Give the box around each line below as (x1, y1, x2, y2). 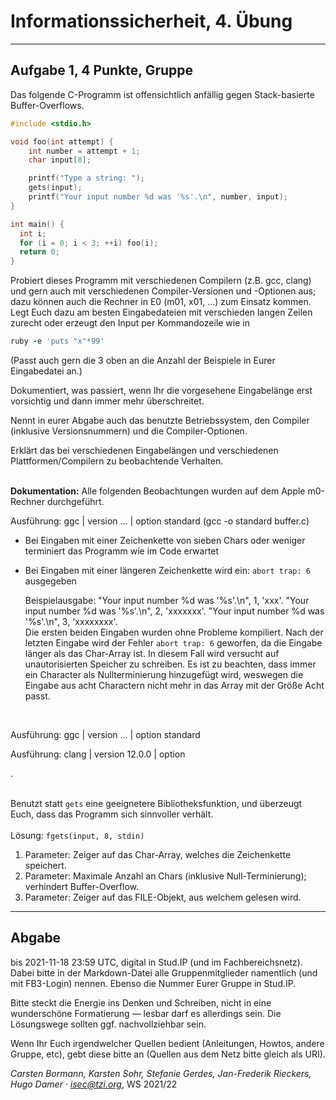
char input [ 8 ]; (28, 155, 92, 165)
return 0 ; (19, 247, 60, 257)
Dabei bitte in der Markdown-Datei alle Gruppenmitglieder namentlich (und (10, 966, 318, 979)
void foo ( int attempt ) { (10, 136, 114, 147)
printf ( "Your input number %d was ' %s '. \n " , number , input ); (28, 192, 288, 202)
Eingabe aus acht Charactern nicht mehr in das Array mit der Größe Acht (24, 680, 325, 691)
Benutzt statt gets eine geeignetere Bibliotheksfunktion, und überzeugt (10, 798, 303, 809)
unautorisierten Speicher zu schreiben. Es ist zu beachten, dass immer (24, 658, 317, 670)
